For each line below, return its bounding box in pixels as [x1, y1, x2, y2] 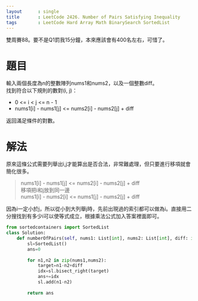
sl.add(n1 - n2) [37, 279, 72, 285]
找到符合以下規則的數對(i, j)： [6, 87, 78, 94]
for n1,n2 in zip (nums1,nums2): [27, 257, 107, 263]
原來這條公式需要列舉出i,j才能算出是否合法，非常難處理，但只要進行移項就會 [6, 160, 191, 168]
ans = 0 [27, 246, 41, 252]
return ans [27, 290, 54, 296]
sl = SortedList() [27, 240, 67, 247]
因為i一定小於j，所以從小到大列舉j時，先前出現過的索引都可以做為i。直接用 [6, 205, 187, 212]
